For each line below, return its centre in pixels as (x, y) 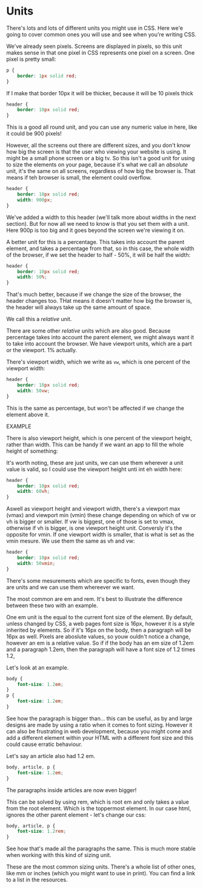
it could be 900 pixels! (34, 134)
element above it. (28, 415)
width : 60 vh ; (34, 492)
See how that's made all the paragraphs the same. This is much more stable (101, 849)
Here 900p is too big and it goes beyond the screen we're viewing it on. (96, 230)
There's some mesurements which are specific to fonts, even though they (98, 580)
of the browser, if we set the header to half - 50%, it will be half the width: (98, 255)
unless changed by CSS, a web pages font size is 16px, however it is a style (101, 623)
